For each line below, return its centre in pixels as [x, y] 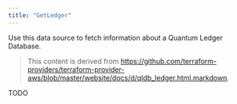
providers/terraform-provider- [76, 69]
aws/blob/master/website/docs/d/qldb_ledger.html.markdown [127, 77]
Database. [25, 46]
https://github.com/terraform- [169, 61]
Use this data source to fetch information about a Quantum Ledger [116, 38]
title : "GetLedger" [40, 15]
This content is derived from [73, 61]
